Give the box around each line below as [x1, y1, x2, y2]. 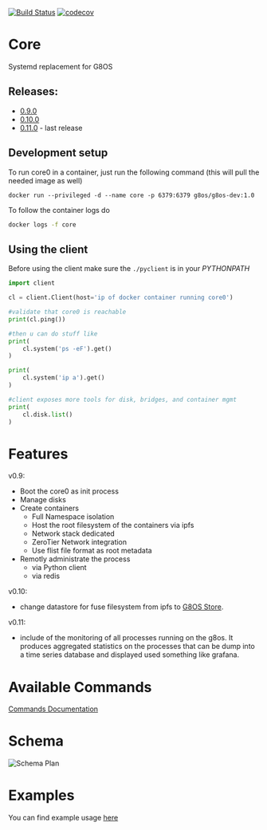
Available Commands [8, 678, 152, 696]
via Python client [31, 563, 87, 572]
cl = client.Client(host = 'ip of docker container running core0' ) [8, 293, 234, 302]
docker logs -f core [8, 220, 77, 229]
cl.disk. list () [22, 411, 73, 419]
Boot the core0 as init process [19, 486, 120, 496]
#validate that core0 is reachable [8, 308, 127, 316]
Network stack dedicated [31, 529, 116, 538]
